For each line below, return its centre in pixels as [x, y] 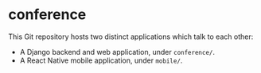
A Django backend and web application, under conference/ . [117, 52]
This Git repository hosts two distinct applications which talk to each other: [131, 36]
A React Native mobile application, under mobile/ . [101, 60]
